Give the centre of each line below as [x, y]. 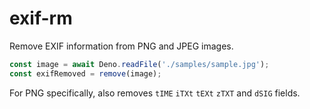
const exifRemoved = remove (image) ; [85, 73]
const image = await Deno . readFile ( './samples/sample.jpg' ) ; [139, 64]
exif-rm [41, 18]
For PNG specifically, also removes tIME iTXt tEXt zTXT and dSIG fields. [155, 93]
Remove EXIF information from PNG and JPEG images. [121, 46]
